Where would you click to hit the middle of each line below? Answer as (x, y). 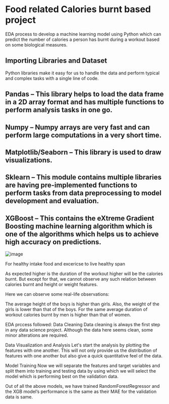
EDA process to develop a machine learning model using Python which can (83, 34)
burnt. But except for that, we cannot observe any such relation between (81, 279)
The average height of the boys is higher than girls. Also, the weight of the (82, 304)
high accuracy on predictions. (53, 242)
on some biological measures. (36, 44)
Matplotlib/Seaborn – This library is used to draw (83, 152)
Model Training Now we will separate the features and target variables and (83, 366)
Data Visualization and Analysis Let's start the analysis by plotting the (77, 345)
